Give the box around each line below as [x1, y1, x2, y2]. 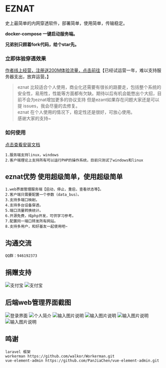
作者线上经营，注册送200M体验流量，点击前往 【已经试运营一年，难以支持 [5, 67, 157, 73]
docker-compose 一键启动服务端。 [5, 30, 78, 36]
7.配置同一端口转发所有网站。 [5, 219, 58, 224]
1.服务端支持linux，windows [5, 152, 59, 157]
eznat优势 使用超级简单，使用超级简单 [5, 172, 123, 181]
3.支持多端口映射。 [5, 198, 40, 203]
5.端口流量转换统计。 [5, 208, 43, 213]
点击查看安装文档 [5, 141, 40, 147]
